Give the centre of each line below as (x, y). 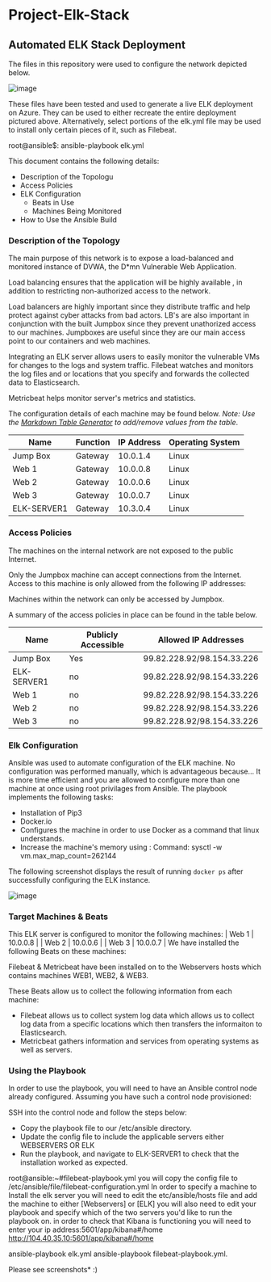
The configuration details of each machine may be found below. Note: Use (132, 414)
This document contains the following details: (84, 161)
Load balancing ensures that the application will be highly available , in (125, 283)
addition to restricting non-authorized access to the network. (110, 291)
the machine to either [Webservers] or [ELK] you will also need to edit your (132, 1204)
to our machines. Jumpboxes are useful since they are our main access (127, 332)
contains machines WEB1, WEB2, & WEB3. (79, 976)
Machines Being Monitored (77, 211)
